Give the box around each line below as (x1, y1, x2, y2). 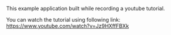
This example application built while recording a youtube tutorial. (6, 5, 165, 12)
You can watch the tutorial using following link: (6, 16, 121, 23)
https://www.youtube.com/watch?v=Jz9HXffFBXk (6, 23, 129, 29)
